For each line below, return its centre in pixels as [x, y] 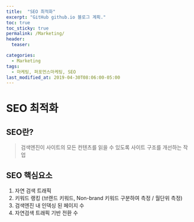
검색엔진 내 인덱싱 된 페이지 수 [49, 205]
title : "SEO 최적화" [31, 12]
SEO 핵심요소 [29, 175]
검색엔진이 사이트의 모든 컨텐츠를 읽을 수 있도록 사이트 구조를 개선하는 [101, 147]
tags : [13, 66]
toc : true [18, 22]
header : [16, 39]
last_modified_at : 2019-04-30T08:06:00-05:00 [63, 78]
